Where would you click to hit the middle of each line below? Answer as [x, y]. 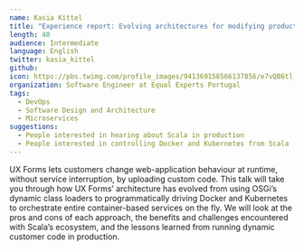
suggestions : [34, 127]
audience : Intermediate [54, 43]
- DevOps [34, 102]
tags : [19, 93]
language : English [44, 51]
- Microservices [48, 118]
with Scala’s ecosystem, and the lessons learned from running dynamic [142, 227]
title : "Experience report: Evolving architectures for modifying [137, 26]
